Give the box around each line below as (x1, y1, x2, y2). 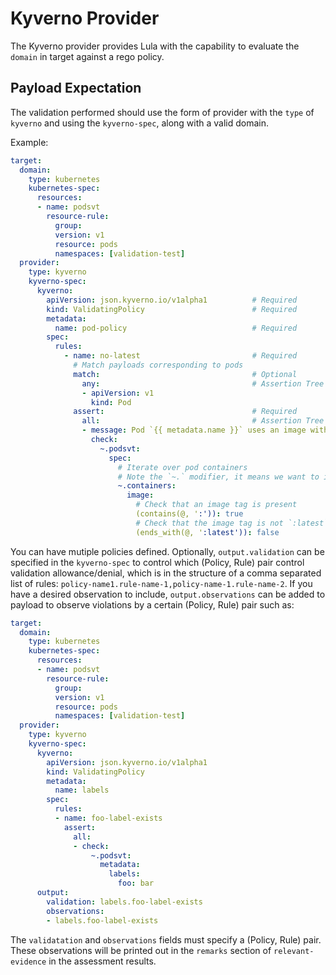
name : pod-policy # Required (54, 323, 298, 333)
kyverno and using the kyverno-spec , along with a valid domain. (10, 117, 270, 129)
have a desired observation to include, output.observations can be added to (10, 588, 326, 600)
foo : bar (117, 878, 155, 889)
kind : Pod (90, 397, 132, 407)
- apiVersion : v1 (81, 388, 155, 398)
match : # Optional (73, 369, 298, 379)
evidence (10, 957, 47, 967)
